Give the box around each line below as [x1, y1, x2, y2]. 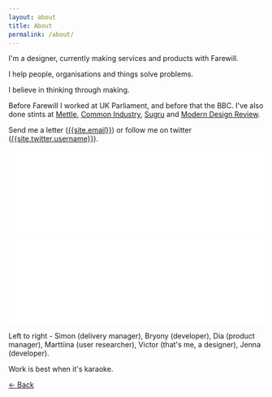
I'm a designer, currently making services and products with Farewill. [8, 54, 240, 63]
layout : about [8, 13, 57, 21]
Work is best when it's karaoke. [8, 364, 114, 373]
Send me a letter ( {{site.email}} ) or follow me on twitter [8, 125, 192, 135]
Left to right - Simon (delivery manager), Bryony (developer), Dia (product [8, 330, 256, 341]
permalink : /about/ [8, 30, 75, 38]
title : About [8, 21, 53, 30]
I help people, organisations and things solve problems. [8, 69, 193, 79]
